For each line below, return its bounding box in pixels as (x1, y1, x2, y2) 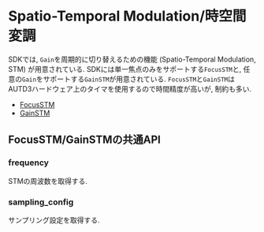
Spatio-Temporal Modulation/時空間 (8, 7, 247, 25)
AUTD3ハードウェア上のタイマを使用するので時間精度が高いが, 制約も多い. (8, 84, 252, 93)
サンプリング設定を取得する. (8, 215, 100, 225)
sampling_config (8, 196, 74, 208)
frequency (8, 157, 50, 168)
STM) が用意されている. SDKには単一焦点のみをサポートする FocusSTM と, (8, 64, 242, 73)
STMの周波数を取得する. (8, 176, 88, 185)
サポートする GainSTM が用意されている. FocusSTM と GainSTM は (43, 74, 235, 84)
